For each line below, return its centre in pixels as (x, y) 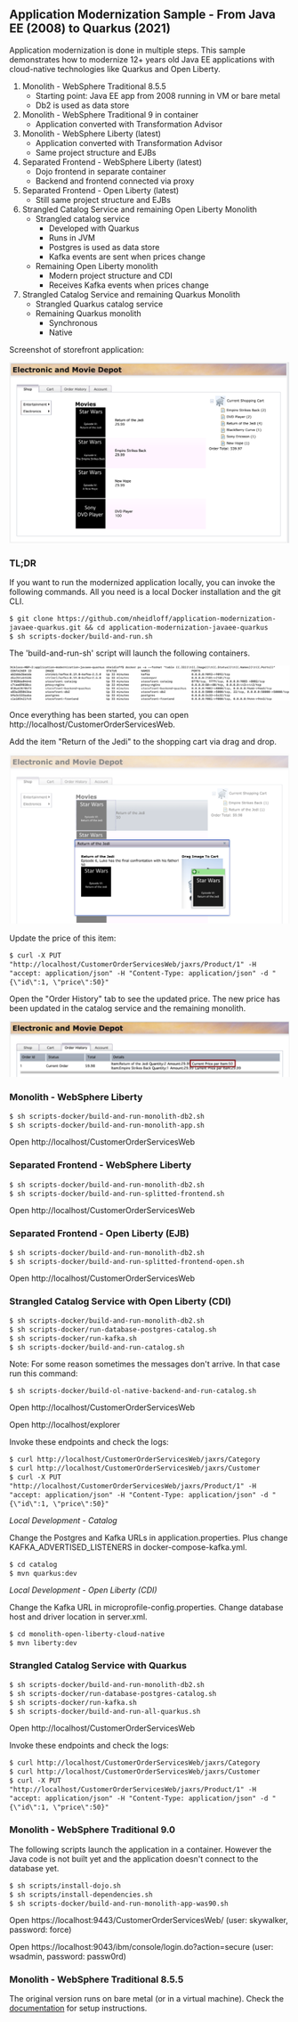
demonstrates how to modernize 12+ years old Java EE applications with (142, 59)
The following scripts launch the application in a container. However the (141, 1849)
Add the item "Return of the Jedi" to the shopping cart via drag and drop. (143, 741)
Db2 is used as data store (82, 105)
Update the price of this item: (63, 938)
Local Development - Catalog (63, 1521)
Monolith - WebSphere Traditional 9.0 (93, 1830)
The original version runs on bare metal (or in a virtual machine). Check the (147, 1999)
